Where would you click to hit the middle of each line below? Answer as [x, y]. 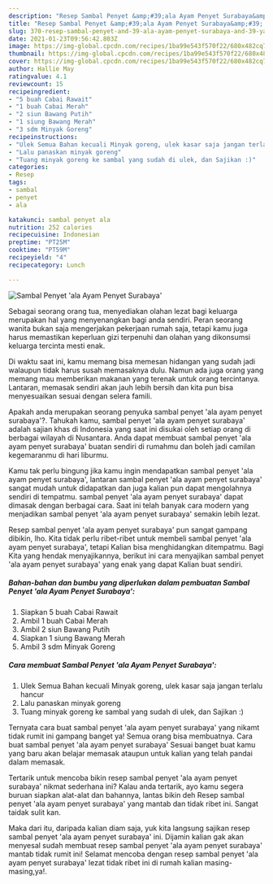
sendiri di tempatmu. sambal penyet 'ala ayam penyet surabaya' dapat [126, 496]
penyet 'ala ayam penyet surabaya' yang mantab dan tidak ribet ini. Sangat [133, 803]
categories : [28, 168]
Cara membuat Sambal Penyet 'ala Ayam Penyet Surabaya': [113, 665]
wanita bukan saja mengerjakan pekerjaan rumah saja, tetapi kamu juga [128, 328]
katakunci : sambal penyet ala [60, 220]
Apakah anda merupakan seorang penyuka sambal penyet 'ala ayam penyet [135, 412]
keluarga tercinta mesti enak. [57, 346]
